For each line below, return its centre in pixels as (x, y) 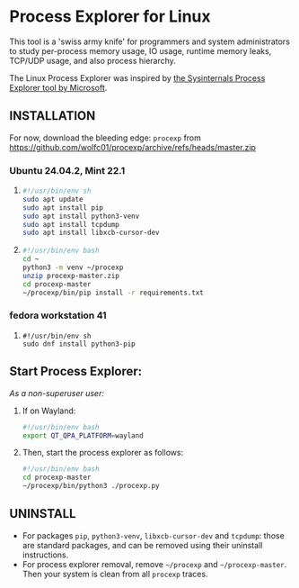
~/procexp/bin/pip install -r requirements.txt (113, 293)
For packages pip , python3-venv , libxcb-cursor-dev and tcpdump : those (153, 535)
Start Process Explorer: (76, 371)
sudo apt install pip (62, 208)
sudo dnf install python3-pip (79, 344)
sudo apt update (53, 199)
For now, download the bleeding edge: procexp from (106, 138)
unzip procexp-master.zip (70, 276)
